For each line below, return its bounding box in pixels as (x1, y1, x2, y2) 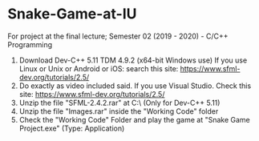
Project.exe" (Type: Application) (18, 123, 125, 133)
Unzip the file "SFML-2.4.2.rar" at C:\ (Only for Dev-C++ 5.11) (18, 98, 221, 107)
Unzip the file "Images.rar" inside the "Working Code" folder (18, 106, 219, 116)
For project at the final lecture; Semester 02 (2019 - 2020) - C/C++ (7, 31, 229, 41)
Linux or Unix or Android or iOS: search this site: (18, 63, 179, 73)
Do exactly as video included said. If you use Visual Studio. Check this (18, 81, 252, 91)
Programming (7, 39, 53, 49)
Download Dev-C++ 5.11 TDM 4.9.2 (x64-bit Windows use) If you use (18, 55, 248, 65)
